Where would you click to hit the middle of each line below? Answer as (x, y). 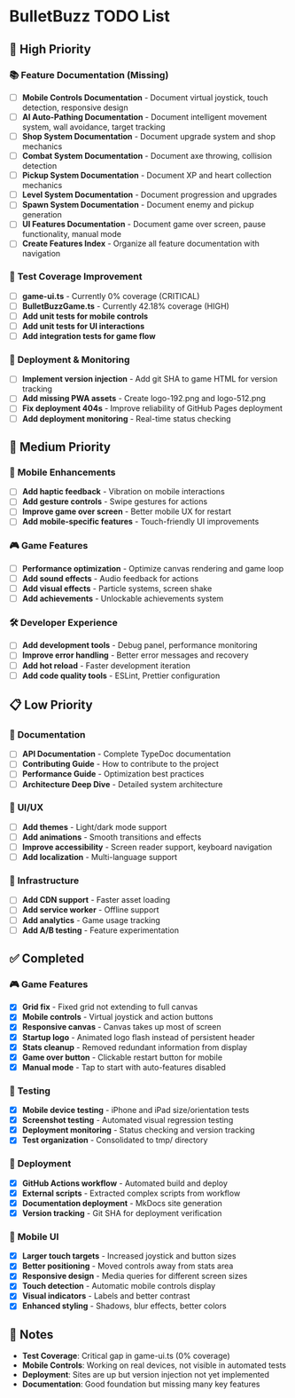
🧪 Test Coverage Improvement (76, 277)
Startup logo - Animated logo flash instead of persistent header (138, 1037)
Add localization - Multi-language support (100, 857)
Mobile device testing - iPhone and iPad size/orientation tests (136, 1110)
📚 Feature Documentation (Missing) (89, 75)
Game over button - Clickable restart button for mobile (122, 1057)
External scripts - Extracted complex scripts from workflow (131, 1193)
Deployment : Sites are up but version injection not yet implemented (146, 1375)
